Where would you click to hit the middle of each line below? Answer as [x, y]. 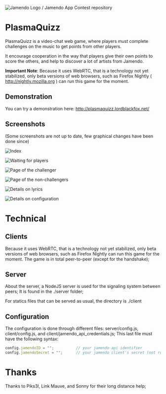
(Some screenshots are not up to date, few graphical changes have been [79, 136]
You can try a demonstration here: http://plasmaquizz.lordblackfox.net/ [77, 108]
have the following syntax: [32, 339]
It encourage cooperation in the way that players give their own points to [79, 56]
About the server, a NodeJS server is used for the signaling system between [83, 287]
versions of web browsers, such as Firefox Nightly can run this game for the [82, 253]
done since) [17, 141]
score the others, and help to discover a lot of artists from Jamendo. [75, 61]
